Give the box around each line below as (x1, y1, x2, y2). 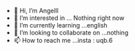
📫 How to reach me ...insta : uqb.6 (13, 37, 113, 44)
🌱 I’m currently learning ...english (13, 21, 108, 29)
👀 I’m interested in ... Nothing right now (13, 14, 125, 22)
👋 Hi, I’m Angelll (13, 7, 59, 14)
